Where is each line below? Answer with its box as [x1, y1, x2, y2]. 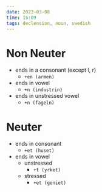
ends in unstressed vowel [15, 92, 80, 100]
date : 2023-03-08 [6, 9, 50, 15]
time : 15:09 [6, 15, 36, 21]
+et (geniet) [33, 180, 67, 186]
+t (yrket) [33, 167, 61, 173]
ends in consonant [15, 140, 62, 148]
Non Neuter [6, 46, 66, 60]
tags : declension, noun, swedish [6, 20, 91, 26]
